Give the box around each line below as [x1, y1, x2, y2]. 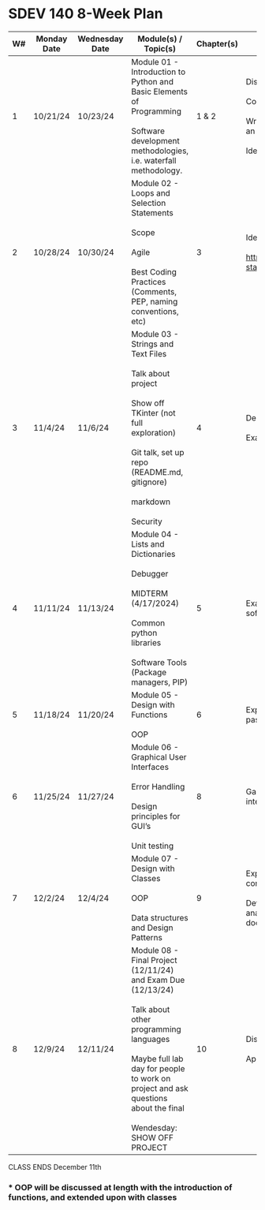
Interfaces [131, 761, 170, 772]
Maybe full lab [131, 1053, 184, 1064]
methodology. [131, 165, 183, 176]
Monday [35, 33, 68, 44]
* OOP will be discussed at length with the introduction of [8, 1182, 233, 1193]
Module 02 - [131, 177, 179, 189]
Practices [131, 276, 166, 287]
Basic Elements [131, 86, 188, 97]
